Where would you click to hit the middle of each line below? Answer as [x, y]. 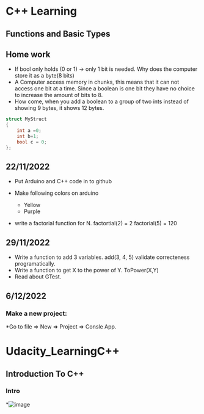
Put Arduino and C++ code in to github [63, 181]
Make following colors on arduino [56, 193]
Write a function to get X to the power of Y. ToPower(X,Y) [87, 271]
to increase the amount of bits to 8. [59, 95]
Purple [32, 211]
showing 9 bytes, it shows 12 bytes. [59, 108]
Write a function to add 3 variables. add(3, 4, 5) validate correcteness [102, 257]
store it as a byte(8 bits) [44, 76]
